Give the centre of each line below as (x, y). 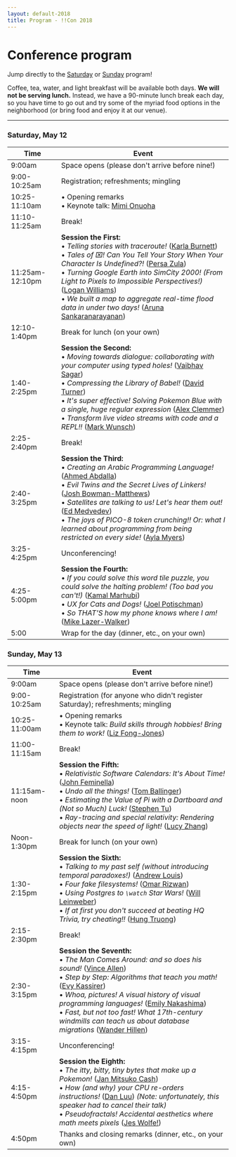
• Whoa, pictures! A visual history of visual (130, 995)
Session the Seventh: (96, 951)
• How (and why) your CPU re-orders (122, 1087)
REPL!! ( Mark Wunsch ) (98, 427)
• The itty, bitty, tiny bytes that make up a (128, 1070)
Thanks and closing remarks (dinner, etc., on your (141, 1135)
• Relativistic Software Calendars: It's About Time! (142, 774)
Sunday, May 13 (35, 654)
